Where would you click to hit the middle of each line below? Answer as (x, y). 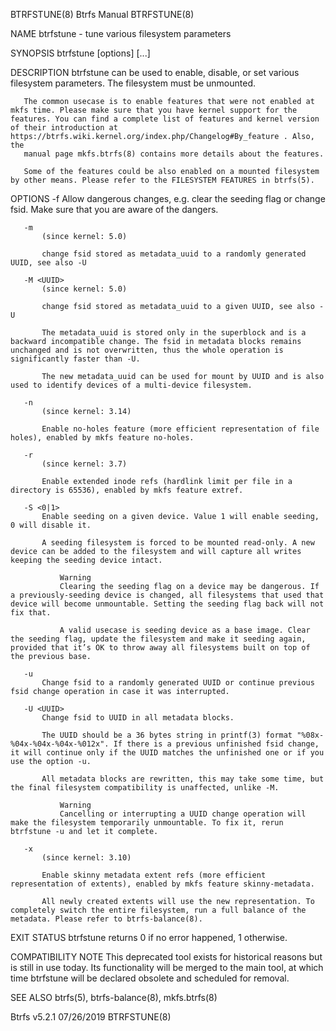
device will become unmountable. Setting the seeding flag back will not (167, 604)
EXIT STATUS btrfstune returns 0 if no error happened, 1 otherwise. (149, 937)
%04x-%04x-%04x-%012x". (60, 744)
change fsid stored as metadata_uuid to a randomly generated (174, 254)
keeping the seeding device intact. (86, 560)
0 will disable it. (51, 525)
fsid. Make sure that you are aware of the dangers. (114, 209)
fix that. (31, 613)
